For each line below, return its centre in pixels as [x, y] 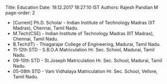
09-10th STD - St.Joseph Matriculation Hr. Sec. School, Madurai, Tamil [88, 60]
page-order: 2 [20, 13]
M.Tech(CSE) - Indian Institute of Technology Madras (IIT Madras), [83, 33]
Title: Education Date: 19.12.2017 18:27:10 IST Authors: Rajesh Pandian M [82, 7]
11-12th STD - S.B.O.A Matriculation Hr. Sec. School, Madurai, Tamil [84, 50]
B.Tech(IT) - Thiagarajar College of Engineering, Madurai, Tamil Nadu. [87, 44]
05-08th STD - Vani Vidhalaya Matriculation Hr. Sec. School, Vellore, [85, 71]
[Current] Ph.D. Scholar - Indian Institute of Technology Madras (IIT [84, 23]
